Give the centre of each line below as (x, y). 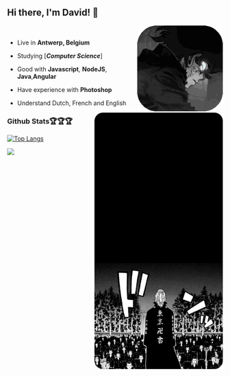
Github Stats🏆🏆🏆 (40, 121)
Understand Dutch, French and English (72, 103)
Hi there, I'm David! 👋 (53, 13)
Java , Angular (37, 76)
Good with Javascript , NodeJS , (62, 69)
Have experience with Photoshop (64, 89)
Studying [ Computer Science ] (60, 56)
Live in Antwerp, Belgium (53, 43)
